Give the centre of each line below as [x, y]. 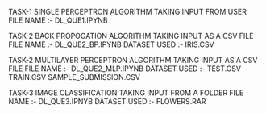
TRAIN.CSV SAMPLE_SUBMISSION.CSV [75, 77]
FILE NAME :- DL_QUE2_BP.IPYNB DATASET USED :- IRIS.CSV [112, 44]
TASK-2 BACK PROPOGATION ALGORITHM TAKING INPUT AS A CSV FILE [131, 36]
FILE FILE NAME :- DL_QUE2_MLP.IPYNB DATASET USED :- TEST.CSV [125, 69]
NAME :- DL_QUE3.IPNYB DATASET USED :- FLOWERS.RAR [107, 101]
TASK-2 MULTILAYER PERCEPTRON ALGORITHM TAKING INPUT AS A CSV [133, 60]
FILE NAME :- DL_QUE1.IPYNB [58, 20]
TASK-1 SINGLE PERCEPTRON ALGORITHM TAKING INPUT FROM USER [128, 12]
